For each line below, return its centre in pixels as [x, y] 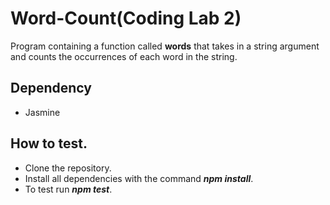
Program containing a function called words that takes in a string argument [165, 46]
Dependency [51, 88]
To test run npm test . [68, 189]
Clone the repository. [68, 168]
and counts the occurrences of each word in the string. [124, 56]
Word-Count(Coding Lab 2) [126, 18]
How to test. [49, 143]
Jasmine [42, 112]
